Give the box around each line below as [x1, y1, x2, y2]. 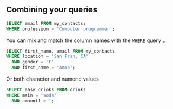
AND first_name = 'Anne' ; [11, 65, 76, 70]
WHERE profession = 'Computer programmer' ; [6, 26, 116, 32]
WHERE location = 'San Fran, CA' [6, 53, 89, 60]
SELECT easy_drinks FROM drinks [6, 87, 86, 93]
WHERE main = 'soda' [6, 92, 57, 98]
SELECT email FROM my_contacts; [6, 20, 86, 26]
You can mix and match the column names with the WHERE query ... [6, 37, 168, 44]
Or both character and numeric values [6, 75, 99, 82]
